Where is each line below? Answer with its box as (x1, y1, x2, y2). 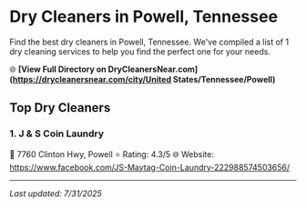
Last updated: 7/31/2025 (9, 188, 103, 199)
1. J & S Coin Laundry (9, 127, 105, 140)
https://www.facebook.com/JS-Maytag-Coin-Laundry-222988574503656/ (9, 162, 291, 173)
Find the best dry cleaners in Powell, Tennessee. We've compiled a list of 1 (9, 36, 290, 47)
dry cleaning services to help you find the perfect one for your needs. (9, 45, 271, 56)
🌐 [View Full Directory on (9, 64, 107, 74)
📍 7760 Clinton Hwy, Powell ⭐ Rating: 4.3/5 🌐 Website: (9, 148, 214, 160)
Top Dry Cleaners (9, 100, 111, 115)
